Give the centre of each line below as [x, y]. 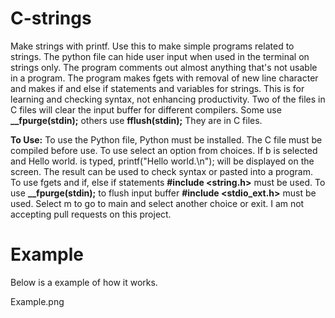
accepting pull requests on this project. [91, 214]
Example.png [37, 301]
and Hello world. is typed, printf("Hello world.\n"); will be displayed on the [162, 161]
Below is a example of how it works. [84, 282]
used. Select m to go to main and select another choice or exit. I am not [157, 203]
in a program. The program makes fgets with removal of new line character [164, 78]
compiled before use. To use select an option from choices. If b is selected [164, 150]
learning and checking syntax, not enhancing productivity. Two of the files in [168, 99]
